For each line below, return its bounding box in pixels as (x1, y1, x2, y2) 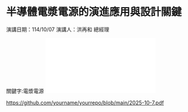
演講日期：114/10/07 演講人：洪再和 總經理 (6, 26, 110, 33)
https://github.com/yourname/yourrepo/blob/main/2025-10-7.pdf (6, 99, 164, 106)
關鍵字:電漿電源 (6, 87, 44, 94)
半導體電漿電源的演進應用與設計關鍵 (6, 5, 182, 19)
